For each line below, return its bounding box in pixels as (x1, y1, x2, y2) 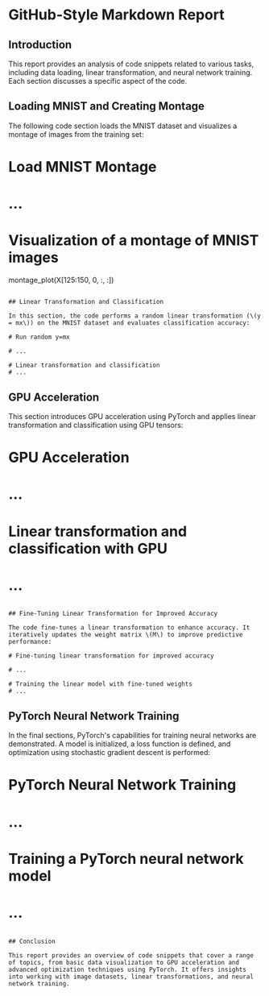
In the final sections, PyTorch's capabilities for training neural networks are (8, 731, 257, 741)
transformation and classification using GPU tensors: (8, 420, 184, 430)
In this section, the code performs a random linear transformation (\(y (8, 312, 262, 320)
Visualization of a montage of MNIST (8, 231, 259, 250)
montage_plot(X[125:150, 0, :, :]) (8, 276, 114, 285)
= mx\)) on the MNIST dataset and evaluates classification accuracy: (8, 319, 250, 327)
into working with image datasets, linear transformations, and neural (8, 973, 254, 981)
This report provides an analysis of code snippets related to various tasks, (8, 59, 255, 68)
